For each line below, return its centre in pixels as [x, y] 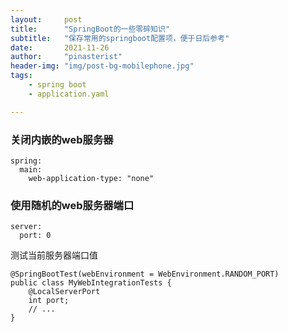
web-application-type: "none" [91, 178]
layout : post [46, 19]
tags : [21, 76]
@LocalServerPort [64, 292]
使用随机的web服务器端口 [72, 205]
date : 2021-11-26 [60, 47]
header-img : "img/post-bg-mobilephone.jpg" [102, 66]
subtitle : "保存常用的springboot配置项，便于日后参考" [120, 38]
